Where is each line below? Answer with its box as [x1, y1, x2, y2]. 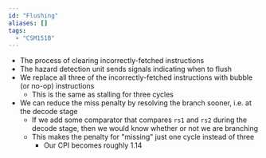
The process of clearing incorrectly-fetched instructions [19, 56, 205, 65]
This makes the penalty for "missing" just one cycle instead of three [31, 132, 255, 142]
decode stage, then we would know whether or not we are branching [31, 124, 259, 133]
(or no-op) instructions [19, 81, 95, 91]
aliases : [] [8, 19, 48, 27]
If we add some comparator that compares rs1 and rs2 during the [31, 115, 248, 124]
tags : [8, 26, 26, 34]
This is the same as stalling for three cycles [31, 89, 174, 100]
